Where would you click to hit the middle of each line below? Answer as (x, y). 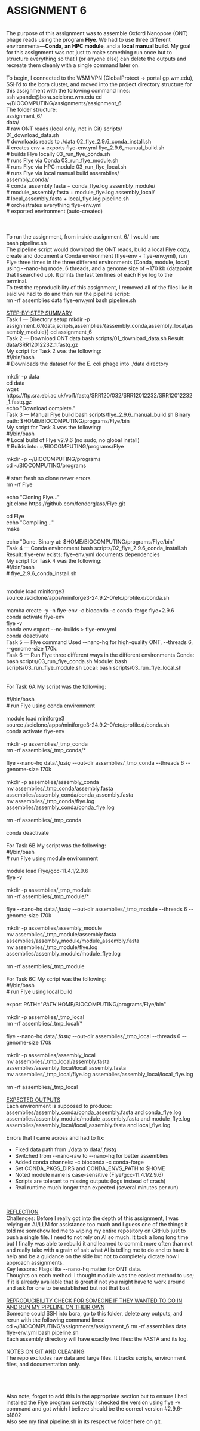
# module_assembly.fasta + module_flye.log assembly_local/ (81, 192)
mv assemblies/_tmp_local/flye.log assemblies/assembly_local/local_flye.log (100, 1074)
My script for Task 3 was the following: (54, 427)
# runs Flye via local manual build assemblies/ (63, 173)
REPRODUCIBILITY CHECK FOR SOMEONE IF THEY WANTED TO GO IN (94, 1301)
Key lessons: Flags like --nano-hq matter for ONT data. (74, 1269)
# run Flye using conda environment (51, 706)
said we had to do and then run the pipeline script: (68, 294)
